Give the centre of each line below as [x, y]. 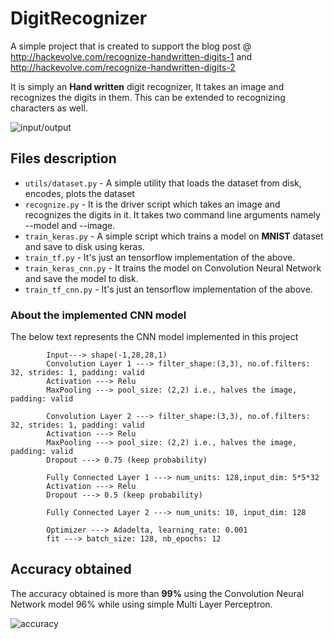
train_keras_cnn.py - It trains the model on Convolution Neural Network [173, 268]
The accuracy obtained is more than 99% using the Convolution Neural [157, 593]
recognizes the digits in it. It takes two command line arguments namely [172, 214]
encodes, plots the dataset [79, 193]
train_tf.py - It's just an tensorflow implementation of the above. [160, 257]
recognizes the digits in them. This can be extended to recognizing [148, 97]
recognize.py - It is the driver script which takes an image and [152, 204]
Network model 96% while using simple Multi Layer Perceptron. [141, 604]
